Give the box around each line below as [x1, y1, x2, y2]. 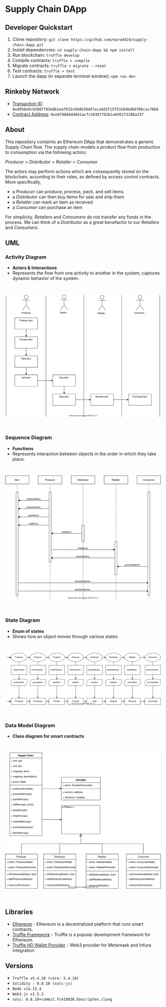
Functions [12, 445, 34, 451]
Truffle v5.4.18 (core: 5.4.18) [12, 976, 79, 981]
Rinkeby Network [5, 88, 60, 96]
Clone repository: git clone [12, 36, 69, 42]
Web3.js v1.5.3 [12, 992, 44, 997]
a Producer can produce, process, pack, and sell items [12, 188, 124, 194]
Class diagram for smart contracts [12, 733, 84, 739]
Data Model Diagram [5, 722, 55, 729]
